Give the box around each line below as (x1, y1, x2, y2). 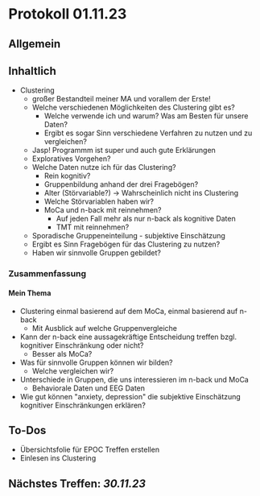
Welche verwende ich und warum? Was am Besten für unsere (43, 111, 249, 121)
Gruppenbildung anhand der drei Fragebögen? (43, 180, 199, 189)
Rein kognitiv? (43, 171, 91, 181)
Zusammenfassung (8, 268, 87, 279)
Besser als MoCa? (31, 349, 93, 358)
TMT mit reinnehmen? (56, 222, 130, 232)
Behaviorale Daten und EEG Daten (31, 383, 146, 393)
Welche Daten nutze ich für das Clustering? (31, 163, 176, 172)
